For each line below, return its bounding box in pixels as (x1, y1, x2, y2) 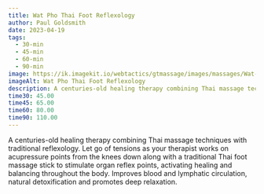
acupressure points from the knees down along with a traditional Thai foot (8, 152, 247, 161)
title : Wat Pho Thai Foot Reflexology (8, 11, 135, 20)
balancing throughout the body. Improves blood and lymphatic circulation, (8, 168, 247, 178)
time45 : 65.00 (8, 99, 55, 107)
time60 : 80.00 (8, 107, 55, 115)
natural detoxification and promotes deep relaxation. (8, 177, 178, 186)
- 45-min (15, 48, 44, 56)
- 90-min (15, 63, 44, 71)
